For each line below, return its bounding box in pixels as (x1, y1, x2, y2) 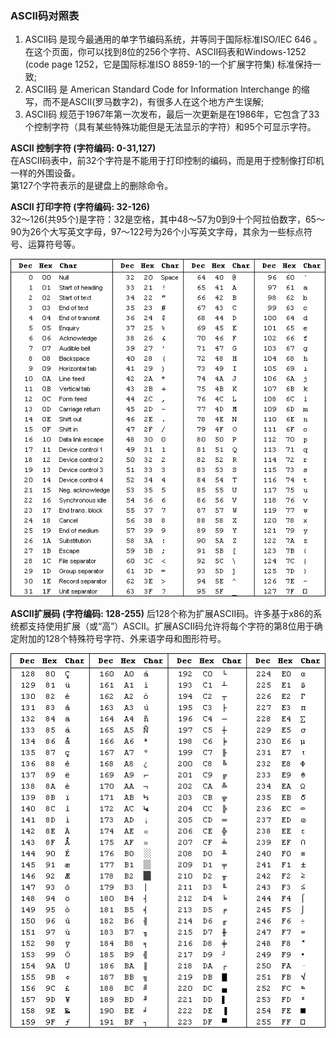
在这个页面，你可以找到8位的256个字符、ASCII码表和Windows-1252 (24, 46, 307, 58)
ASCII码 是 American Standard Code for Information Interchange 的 (24, 83, 302, 96)
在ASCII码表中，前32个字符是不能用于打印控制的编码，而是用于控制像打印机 (10, 155, 325, 167)
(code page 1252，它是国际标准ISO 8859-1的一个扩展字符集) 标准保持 (24, 58, 313, 71)
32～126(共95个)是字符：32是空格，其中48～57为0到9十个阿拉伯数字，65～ (10, 213, 325, 226)
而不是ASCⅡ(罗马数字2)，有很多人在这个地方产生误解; (42, 96, 265, 108)
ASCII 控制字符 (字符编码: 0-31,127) (10, 142, 157, 154)
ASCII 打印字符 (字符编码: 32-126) (10, 201, 151, 213)
